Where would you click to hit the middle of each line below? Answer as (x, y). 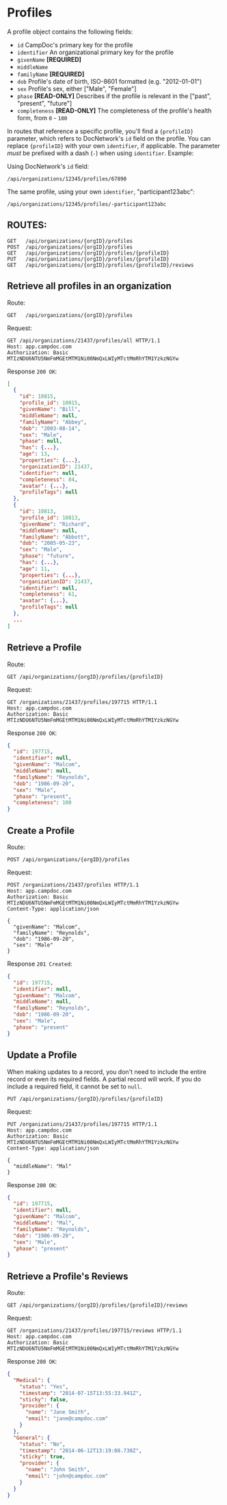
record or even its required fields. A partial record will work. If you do (104, 1079)
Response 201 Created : (40, 964)
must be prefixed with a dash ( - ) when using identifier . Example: (101, 153)
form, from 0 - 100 (42, 117)
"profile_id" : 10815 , (50, 403)
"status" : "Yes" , (44, 1387)
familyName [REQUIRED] (51, 74)
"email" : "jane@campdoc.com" (67, 1419)
